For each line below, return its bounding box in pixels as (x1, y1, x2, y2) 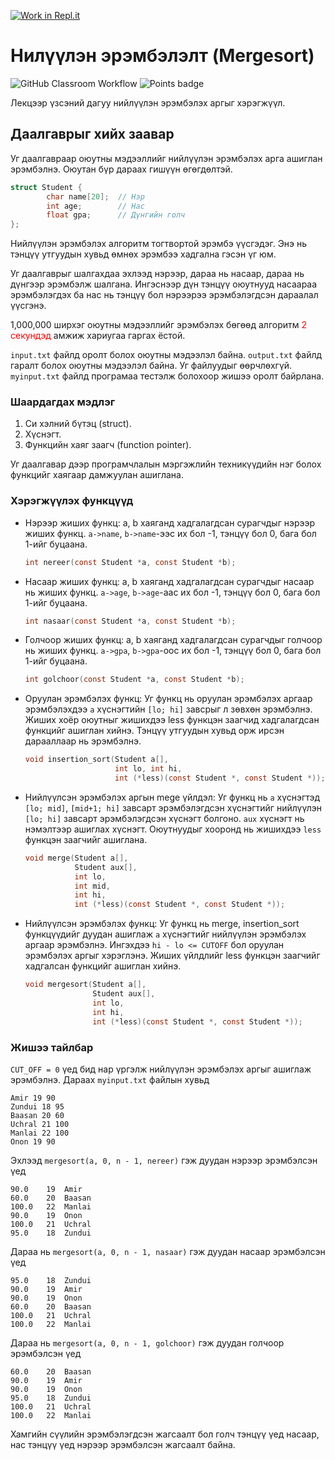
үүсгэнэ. (10, 300, 47, 312)
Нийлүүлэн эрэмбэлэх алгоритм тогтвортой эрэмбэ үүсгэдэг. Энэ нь (10, 238, 308, 250)
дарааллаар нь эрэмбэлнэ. (24, 735, 142, 747)
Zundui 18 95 (10, 1101, 65, 1112)
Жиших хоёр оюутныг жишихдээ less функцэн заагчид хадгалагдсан (24, 714, 320, 726)
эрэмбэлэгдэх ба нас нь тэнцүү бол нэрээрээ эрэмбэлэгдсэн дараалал (10, 289, 319, 301)
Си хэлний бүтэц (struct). (24, 418, 132, 430)
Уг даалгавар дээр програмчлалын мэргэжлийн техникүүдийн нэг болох (10, 458, 322, 470)
